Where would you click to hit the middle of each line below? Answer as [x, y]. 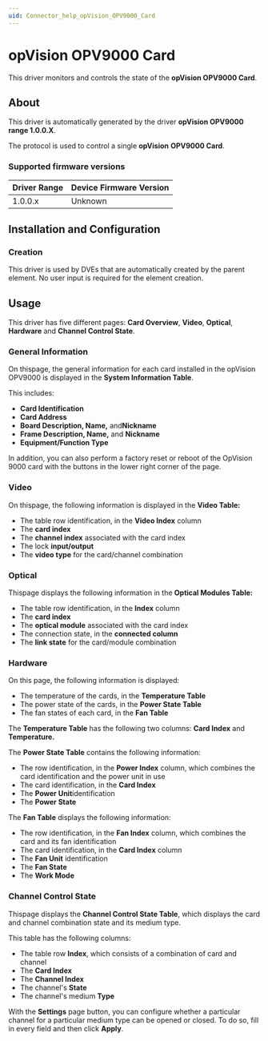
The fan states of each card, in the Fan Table [94, 713]
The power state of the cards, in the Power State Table [110, 705]
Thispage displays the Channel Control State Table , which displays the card [134, 914]
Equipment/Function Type [64, 443]
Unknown [89, 201]
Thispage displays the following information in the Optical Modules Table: [131, 593]
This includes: [31, 393]
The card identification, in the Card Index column [101, 850]
